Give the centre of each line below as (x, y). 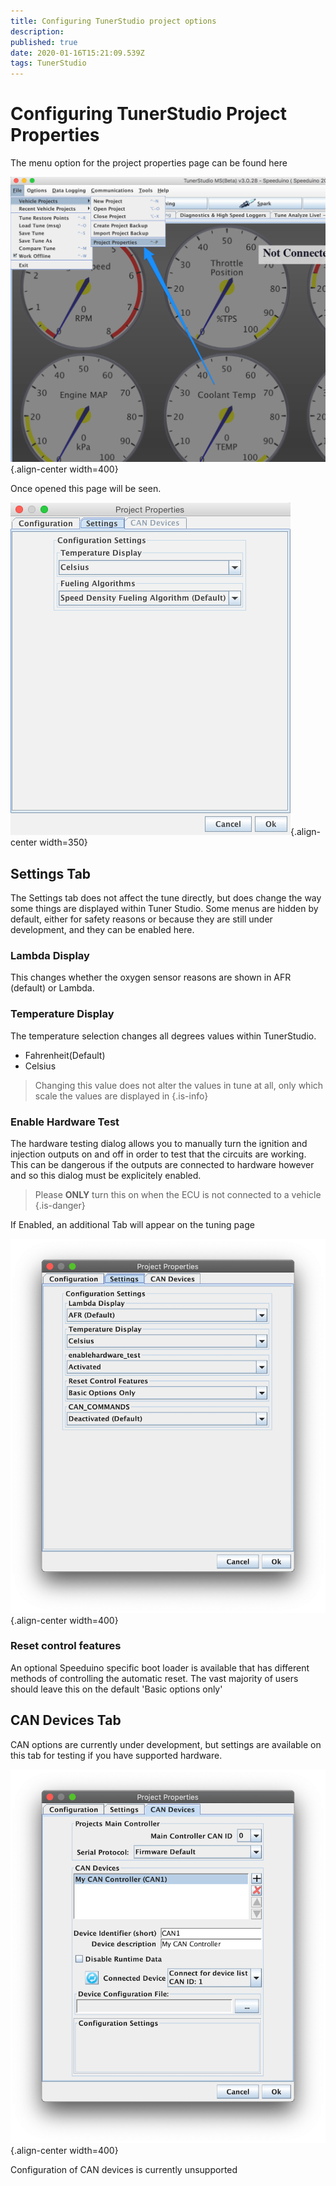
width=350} (63, 842)
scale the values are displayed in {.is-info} (121, 1096)
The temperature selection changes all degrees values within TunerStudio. (163, 1036)
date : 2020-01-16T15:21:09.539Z (77, 53)
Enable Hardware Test (65, 1122)
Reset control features (66, 1646)
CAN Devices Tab (66, 1720)
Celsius (40, 1066)
